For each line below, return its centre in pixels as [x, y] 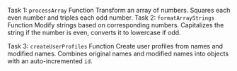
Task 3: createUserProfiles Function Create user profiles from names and [115, 46]
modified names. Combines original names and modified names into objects [118, 53]
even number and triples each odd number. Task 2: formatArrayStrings [111, 18]
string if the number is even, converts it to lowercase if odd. [94, 32]
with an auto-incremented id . [50, 61]
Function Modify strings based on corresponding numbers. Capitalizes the [116, 25]
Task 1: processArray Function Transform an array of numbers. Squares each [119, 10]
